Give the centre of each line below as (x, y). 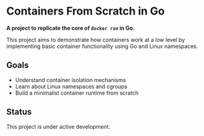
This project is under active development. (58, 126)
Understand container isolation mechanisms (70, 80)
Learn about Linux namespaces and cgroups (71, 86)
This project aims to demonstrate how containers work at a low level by (96, 39)
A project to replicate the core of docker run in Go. (71, 28)
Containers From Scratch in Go (86, 11)
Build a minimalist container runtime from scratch (77, 93)
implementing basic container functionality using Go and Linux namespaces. (102, 46)
